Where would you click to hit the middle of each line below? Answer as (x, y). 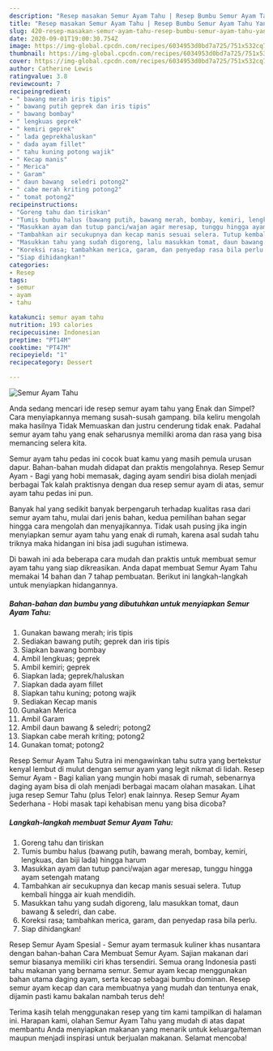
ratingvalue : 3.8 (38, 76)
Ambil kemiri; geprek (55, 667)
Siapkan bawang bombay (63, 649)
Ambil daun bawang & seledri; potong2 (86, 727)
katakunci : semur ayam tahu (57, 317)
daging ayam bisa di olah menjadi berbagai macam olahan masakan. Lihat (132, 786)
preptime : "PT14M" (40, 340)
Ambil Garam (43, 718)
